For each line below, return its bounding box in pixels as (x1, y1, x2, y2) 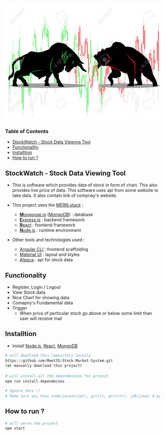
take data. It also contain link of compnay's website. (12, 192, 118, 198)
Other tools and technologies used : (12, 237, 85, 243)
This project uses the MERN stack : (12, 202, 83, 208)
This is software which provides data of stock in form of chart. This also (12, 182, 158, 188)
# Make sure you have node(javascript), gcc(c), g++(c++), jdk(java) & (5, 393, 155, 399)
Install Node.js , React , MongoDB (12, 342, 78, 348)
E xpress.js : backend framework (19, 217, 85, 223)
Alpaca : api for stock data (19, 257, 73, 263)
